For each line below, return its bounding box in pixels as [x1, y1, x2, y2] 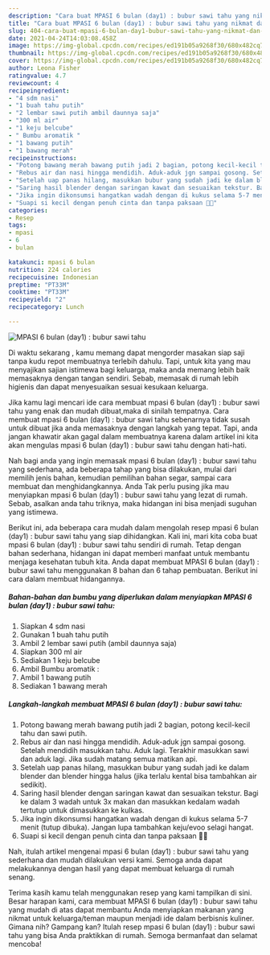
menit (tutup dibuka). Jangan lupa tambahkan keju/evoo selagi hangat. [19, 822, 254, 832]
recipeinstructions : [8, 154, 78, 162]
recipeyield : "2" [8, 295, 67, 304]
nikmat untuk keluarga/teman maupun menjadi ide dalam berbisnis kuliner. [8, 913, 255, 923]
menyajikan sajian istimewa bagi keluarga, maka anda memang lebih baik [8, 364, 251, 374]
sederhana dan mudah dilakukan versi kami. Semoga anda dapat [8, 854, 223, 865]
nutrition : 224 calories [8, 266, 92, 274]
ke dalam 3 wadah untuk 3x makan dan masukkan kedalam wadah [19, 797, 240, 806]
